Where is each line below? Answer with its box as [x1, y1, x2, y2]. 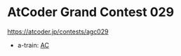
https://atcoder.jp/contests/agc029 [7, 27, 109, 36]
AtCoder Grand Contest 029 [7, 4, 174, 20]
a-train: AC [17, 41, 49, 49]
